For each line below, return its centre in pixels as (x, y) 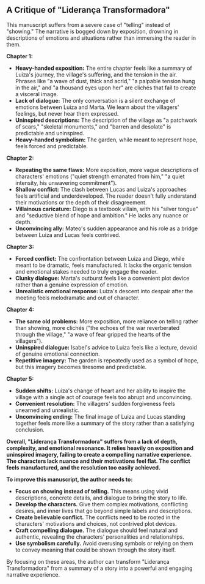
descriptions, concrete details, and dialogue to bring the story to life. (101, 498)
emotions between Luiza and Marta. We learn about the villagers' (97, 107)
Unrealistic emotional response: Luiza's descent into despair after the (104, 291)
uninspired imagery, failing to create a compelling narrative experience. (99, 454)
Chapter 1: (20, 56)
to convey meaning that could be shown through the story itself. (95, 550)
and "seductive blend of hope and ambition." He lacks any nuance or (102, 215)
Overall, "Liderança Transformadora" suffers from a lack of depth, (92, 441)
